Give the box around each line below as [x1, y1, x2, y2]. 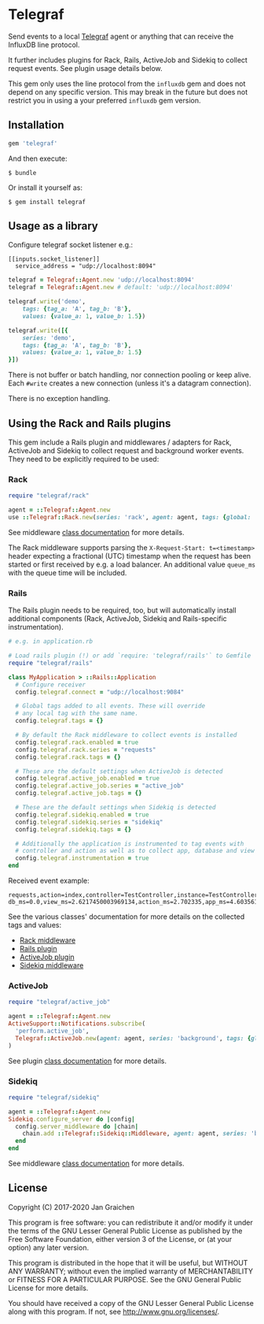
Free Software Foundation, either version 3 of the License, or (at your [8, 1234, 233, 1244]
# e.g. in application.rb [8, 638, 93, 645]
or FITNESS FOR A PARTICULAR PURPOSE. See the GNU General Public [8, 1274, 242, 1284]
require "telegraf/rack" [8, 492, 90, 500]
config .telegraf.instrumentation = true [15, 854, 149, 862]
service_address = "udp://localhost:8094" [15, 262, 156, 270]
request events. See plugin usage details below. [8, 63, 163, 73]
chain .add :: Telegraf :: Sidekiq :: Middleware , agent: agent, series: [22, 1129, 247, 1138]
